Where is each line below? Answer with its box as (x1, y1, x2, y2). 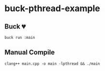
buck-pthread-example (4, 3, 100, 14)
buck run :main (4, 35, 35, 40)
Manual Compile (4, 48, 55, 56)
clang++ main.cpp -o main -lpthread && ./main (4, 61, 100, 66)
